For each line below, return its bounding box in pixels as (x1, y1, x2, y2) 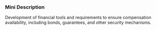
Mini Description (5, 4, 45, 10)
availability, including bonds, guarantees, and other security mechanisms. (5, 20, 152, 25)
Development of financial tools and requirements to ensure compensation (5, 15, 151, 20)
